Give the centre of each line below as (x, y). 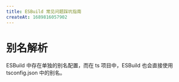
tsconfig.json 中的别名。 (36, 73)
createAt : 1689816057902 (37, 17)
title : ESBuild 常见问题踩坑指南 (44, 12)
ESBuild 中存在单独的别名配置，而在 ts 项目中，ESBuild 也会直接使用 (89, 65)
